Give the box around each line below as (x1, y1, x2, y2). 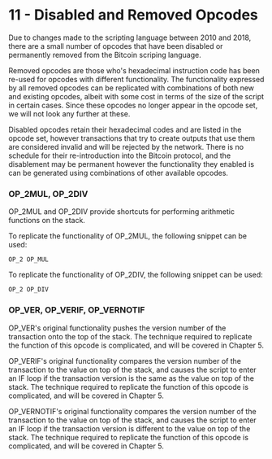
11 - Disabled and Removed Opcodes (8, 6, 258, 24)
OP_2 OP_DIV (8, 286, 49, 294)
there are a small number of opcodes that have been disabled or (8, 41, 223, 50)
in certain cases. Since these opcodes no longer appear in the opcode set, (8, 100, 258, 110)
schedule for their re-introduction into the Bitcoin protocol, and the (8, 151, 231, 160)
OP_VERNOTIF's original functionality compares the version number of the (8, 406, 257, 416)
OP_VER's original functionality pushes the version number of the (8, 323, 227, 333)
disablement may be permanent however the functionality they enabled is (8, 159, 254, 168)
